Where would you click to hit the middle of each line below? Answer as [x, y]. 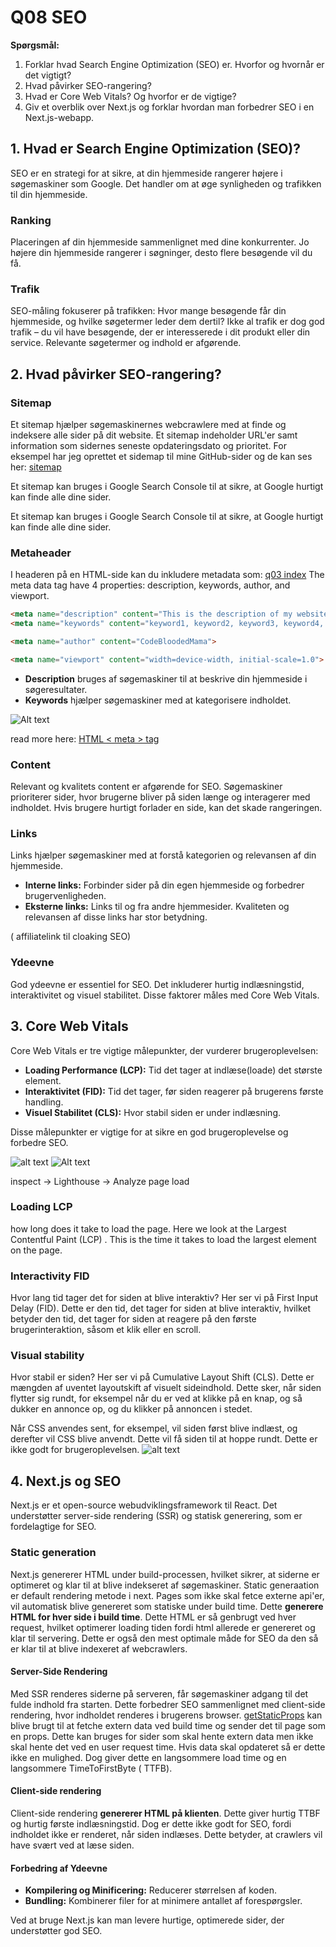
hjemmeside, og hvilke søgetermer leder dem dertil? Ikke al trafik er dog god [167, 322]
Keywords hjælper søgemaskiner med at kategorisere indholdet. [158, 700]
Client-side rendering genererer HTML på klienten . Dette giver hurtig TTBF [165, 1813]
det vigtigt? [48, 75]
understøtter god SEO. [56, 1931]
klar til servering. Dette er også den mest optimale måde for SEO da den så [164, 1638]
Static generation [53, 1553]
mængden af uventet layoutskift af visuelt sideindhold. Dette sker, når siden [166, 1388]
